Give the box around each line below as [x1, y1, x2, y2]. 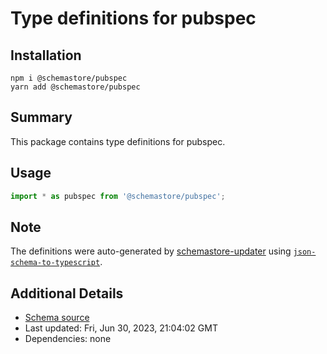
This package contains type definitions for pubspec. [10, 135, 226, 147]
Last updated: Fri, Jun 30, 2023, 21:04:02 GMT [24, 322, 218, 334]
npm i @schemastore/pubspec [10, 73, 128, 83]
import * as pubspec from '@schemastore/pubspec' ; [10, 191, 226, 201]
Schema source [24, 312, 90, 324]
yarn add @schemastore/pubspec [10, 82, 141, 92]
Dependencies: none [24, 333, 112, 345]
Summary [10, 109, 73, 126]
